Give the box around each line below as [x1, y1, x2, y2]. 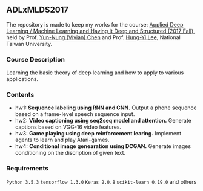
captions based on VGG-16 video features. [15, 123, 122, 131]
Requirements [6, 164, 49, 173]
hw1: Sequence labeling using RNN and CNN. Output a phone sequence [15, 104, 197, 111]
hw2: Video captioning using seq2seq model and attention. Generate [15, 117, 192, 125]
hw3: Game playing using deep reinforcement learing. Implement [15, 130, 182, 137]
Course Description [6, 55, 65, 63]
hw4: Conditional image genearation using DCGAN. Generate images [15, 143, 191, 150]
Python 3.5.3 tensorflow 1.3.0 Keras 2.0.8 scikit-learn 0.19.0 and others [6, 178, 197, 185]
